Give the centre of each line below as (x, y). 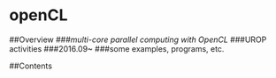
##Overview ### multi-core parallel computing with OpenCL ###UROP (138, 39)
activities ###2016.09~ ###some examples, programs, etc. (117, 48)
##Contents (31, 66)
